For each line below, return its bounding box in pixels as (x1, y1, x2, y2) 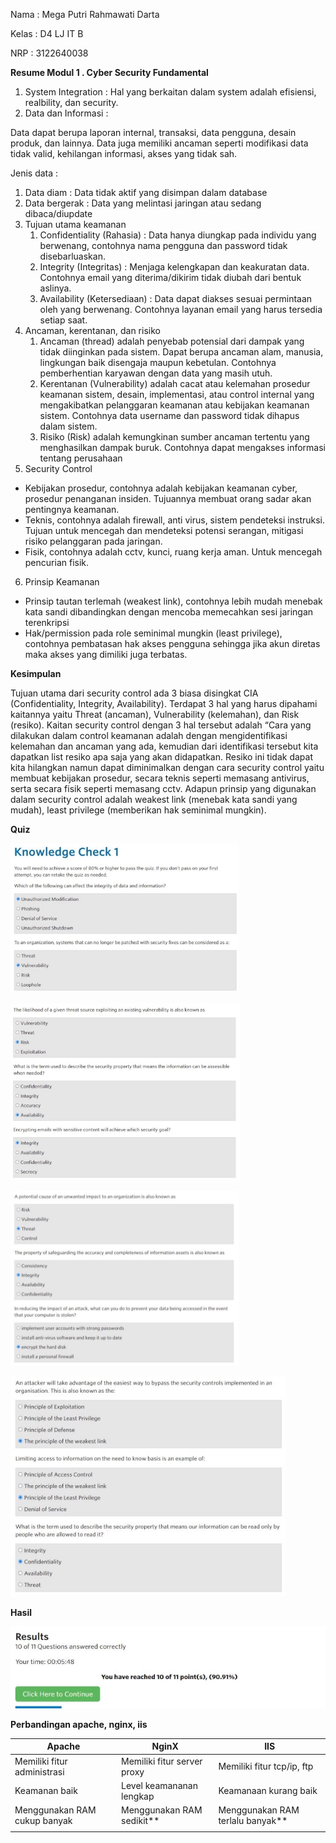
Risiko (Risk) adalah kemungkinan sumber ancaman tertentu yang (39, 431, 310, 443)
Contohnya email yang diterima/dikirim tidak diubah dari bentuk (39, 272, 302, 283)
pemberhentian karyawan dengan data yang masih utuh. (39, 367, 273, 379)
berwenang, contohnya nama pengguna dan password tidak (39, 240, 288, 251)
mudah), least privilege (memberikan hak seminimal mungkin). (10, 804, 267, 816)
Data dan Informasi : (24, 107, 109, 119)
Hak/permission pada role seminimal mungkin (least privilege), (24, 627, 283, 639)
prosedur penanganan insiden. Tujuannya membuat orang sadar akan (24, 493, 312, 504)
